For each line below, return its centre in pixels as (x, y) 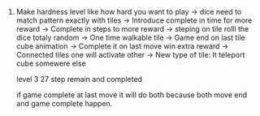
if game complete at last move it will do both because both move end (132, 95)
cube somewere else (51, 63)
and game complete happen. (64, 103)
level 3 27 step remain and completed (79, 79)
